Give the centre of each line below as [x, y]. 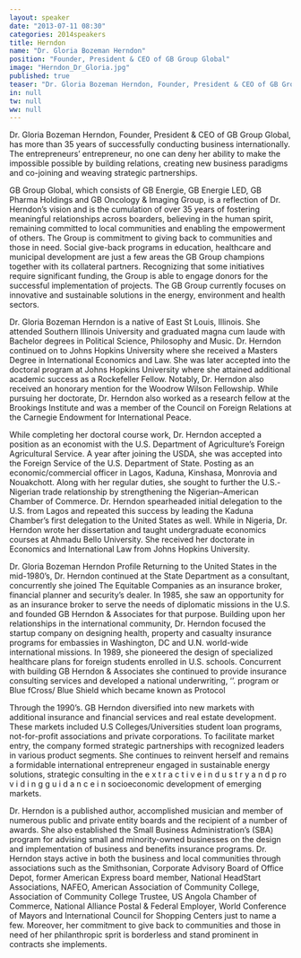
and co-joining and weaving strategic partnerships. [103, 173]
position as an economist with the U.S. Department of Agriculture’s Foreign [147, 444]
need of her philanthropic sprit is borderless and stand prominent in [134, 935]
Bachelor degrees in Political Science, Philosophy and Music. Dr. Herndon [146, 341]
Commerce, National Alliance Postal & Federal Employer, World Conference [148, 906]
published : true [39, 76]
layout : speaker [39, 17]
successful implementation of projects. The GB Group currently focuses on [148, 286]
